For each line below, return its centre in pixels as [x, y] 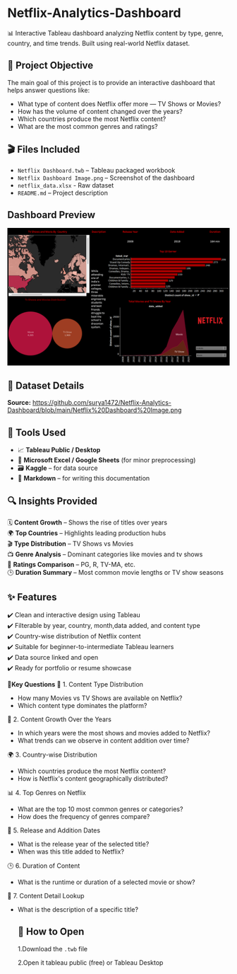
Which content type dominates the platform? [82, 705]
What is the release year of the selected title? [83, 844]
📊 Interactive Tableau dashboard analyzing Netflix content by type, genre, [115, 33]
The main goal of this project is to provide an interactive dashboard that [111, 82]
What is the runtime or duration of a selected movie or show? [106, 882]
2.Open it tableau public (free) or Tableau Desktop [90, 962]
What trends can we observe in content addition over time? [103, 740]
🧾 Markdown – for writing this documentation [84, 479]
